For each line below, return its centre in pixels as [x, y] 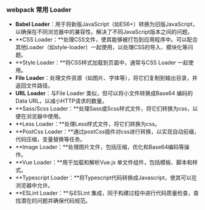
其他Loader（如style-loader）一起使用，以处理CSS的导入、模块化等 [102, 47]
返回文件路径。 [34, 86]
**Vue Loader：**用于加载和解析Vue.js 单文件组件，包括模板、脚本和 [104, 162]
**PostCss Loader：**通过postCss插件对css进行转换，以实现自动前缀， [107, 132]
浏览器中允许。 [34, 185]
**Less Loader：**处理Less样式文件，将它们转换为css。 [88, 124]
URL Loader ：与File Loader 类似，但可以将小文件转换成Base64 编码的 [104, 93]
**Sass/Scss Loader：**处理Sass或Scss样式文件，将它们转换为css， [104, 109]
